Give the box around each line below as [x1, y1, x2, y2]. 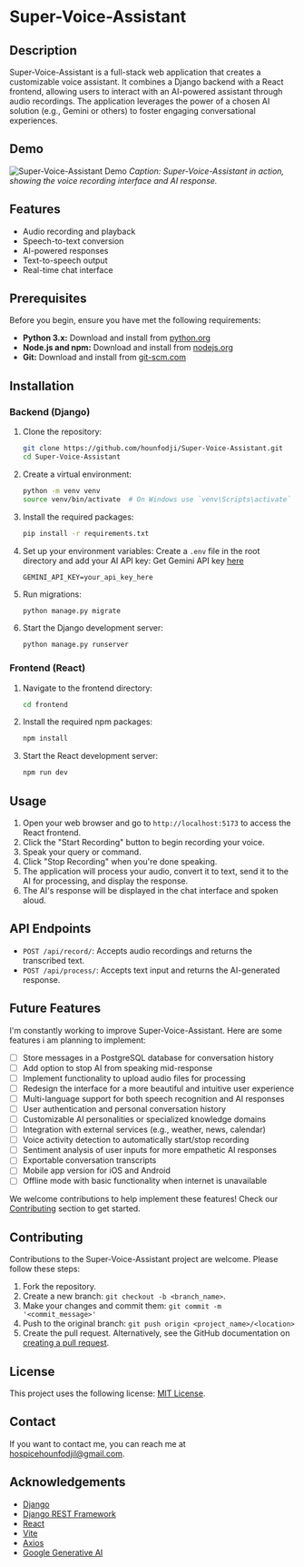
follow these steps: [9, 1263, 80, 1275]
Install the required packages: [22, 511, 134, 522]
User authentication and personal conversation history [22, 1103, 227, 1114]
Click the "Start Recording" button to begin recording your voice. [22, 836, 265, 847]
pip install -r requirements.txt [22, 529, 150, 538]
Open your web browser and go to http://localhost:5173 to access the [22, 817, 291, 828]
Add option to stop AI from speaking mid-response [22, 1062, 213, 1073]
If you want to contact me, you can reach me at [9, 1438, 186, 1449]
